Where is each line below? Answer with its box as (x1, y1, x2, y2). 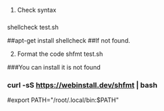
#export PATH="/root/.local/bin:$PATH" (7, 96, 119, 104)
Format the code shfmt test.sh (17, 50, 103, 58)
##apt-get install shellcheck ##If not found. (7, 36, 131, 44)
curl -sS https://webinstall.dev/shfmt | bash (7, 80, 158, 90)
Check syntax (17, 6, 57, 14)
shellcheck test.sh (7, 23, 59, 31)
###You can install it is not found (7, 63, 101, 71)
